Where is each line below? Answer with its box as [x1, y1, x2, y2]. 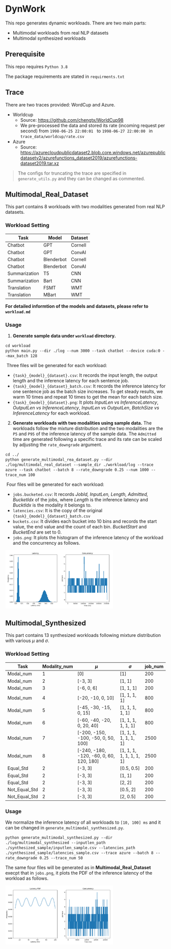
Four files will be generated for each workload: [6, 481, 104, 487]
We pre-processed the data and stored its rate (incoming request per [20, 122, 165, 128]
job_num [145, 663, 164, 669]
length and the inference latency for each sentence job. [12, 377, 129, 383]
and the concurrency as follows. [12, 540, 80, 546]
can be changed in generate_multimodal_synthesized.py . [5, 825, 125, 831]
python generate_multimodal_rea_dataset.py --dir [5, 457, 113, 462]
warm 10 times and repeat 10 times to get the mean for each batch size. [12, 394, 163, 400]
